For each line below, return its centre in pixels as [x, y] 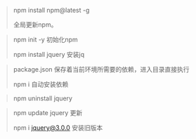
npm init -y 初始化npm [45, 39]
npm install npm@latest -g [51, 10]
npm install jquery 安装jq [49, 54]
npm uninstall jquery [43, 98]
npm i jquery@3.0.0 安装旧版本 [58, 128]
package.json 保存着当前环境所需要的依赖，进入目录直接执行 [102, 69]
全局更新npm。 [35, 25]
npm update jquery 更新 [48, 113]
